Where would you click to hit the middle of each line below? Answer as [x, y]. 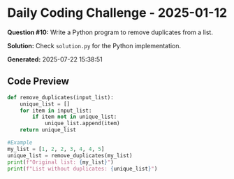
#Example [20, 143]
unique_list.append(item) [82, 124]
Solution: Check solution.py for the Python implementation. [94, 45]
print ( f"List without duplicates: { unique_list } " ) [82, 169]
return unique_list [48, 130]
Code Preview [38, 81]
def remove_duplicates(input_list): [60, 97]
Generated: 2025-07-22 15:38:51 [55, 59]
